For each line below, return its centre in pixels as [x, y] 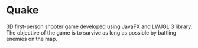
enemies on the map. [32, 39]
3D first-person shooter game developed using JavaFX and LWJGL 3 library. [99, 26]
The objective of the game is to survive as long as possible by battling [91, 32]
